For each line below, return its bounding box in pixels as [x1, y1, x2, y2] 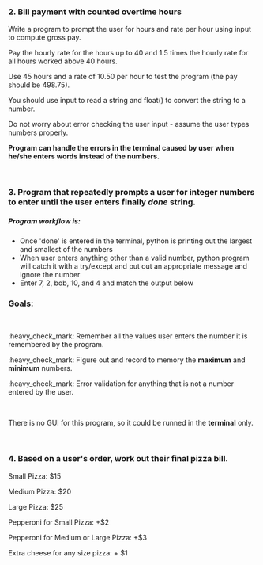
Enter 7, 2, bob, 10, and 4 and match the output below [19, 278, 193, 288]
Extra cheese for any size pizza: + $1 [8, 548, 128, 557]
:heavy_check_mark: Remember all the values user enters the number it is [8, 331, 248, 341]
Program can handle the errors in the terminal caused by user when [8, 143, 235, 153]
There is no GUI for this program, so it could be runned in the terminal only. [8, 418, 254, 428]
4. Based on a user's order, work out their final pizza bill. [8, 453, 229, 464]
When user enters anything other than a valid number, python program [19, 253, 250, 263]
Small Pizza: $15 [8, 471, 62, 481]
